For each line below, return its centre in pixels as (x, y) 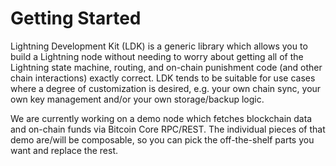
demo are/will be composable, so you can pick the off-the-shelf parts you (162, 139)
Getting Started (76, 18)
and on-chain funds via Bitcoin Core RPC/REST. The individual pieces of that (168, 129)
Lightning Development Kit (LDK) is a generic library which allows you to (159, 46)
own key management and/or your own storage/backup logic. (137, 99)
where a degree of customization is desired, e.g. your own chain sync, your (166, 88)
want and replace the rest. (64, 150)
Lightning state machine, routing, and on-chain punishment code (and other (166, 67)
